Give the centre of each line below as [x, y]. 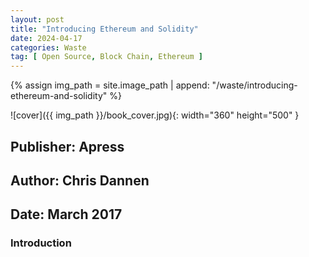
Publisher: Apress [67, 146]
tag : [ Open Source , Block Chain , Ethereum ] [106, 57]
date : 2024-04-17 [46, 38]
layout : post [37, 19]
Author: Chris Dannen [80, 180]
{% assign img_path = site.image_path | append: [110, 85]
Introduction [41, 243]
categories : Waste [48, 47]
